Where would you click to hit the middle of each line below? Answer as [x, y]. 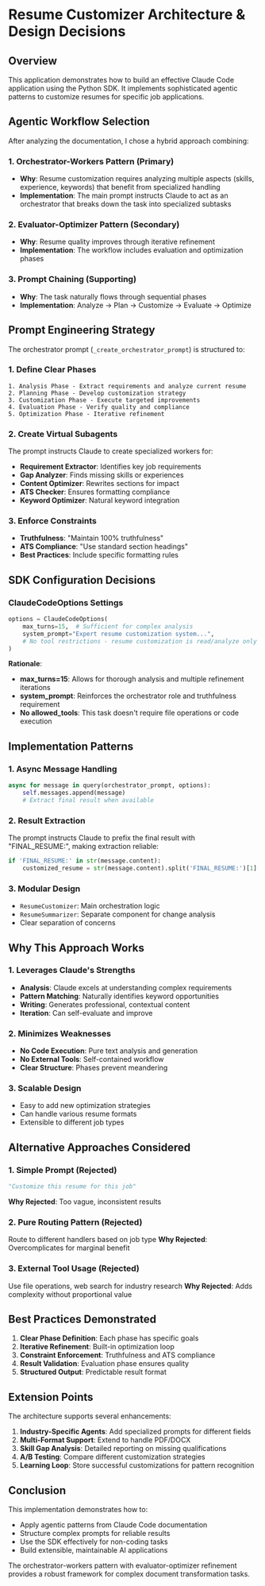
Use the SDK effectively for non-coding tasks [94, 1542]
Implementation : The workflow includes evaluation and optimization [131, 250]
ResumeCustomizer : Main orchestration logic [90, 906]
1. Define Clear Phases [52, 369]
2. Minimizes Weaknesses [60, 1033]
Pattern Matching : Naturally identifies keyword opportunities [119, 996]
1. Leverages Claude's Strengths [72, 971]
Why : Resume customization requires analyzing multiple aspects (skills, [137, 179]
